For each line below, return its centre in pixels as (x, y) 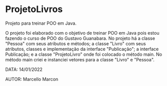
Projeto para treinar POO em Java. (41, 23)
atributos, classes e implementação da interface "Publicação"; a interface (82, 49)
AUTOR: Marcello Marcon (32, 79)
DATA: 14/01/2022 (24, 69)
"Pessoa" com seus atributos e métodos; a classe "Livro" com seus (76, 43)
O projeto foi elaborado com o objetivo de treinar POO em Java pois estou (82, 33)
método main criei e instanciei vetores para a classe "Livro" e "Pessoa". (80, 59)
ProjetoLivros (34, 9)
